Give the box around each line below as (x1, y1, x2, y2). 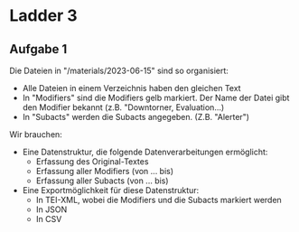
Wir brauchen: (9, 129, 63, 140)
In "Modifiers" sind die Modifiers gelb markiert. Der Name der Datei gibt (22, 92, 290, 103)
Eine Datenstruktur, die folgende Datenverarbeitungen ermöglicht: (22, 146, 268, 157)
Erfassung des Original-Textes (35, 156, 149, 167)
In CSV (35, 214, 62, 224)
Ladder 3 (9, 5, 79, 26)
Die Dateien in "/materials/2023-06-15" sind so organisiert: (9, 65, 229, 76)
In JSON (35, 204, 68, 215)
